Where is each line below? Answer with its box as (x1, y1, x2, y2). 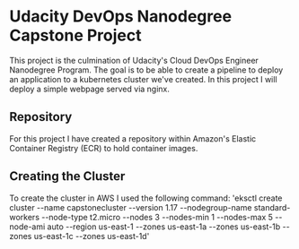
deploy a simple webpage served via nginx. (9, 83, 171, 94)
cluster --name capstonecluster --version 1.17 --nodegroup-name (9, 202, 252, 212)
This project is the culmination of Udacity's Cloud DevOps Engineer (9, 55, 259, 65)
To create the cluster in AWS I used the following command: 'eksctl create (9, 193, 283, 203)
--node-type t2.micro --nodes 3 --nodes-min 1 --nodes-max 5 (41, 211, 274, 222)
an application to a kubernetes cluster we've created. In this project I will (9, 73, 277, 84)
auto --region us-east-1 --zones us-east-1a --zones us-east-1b (47, 221, 281, 232)
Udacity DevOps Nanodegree (9, 6, 232, 27)
